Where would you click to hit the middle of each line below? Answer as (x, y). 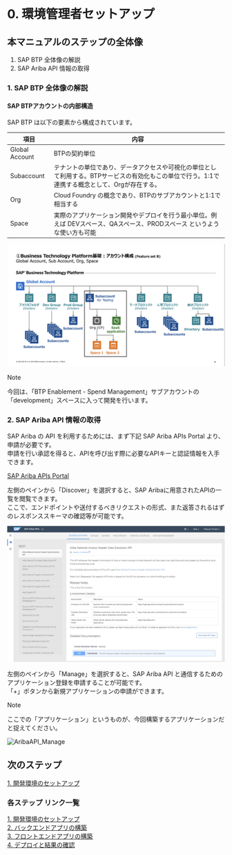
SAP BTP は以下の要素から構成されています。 (71, 122)
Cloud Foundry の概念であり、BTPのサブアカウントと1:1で (137, 195)
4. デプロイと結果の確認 (41, 845)
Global (19, 149)
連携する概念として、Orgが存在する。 (107, 184)
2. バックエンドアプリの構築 (47, 828)
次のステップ (35, 765)
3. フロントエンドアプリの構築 (50, 836)
